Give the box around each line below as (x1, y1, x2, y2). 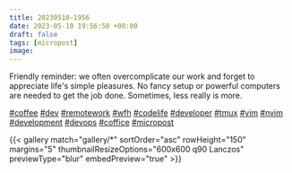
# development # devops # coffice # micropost (9, 117, 175, 128)
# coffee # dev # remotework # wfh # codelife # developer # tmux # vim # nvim (9, 108, 284, 118)
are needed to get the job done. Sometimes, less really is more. (9, 91, 243, 101)
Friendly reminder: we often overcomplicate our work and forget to (9, 71, 255, 82)
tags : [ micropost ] (9, 38, 78, 48)
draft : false (9, 30, 58, 39)
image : (9, 47, 34, 56)
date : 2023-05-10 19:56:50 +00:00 (9, 22, 139, 30)
